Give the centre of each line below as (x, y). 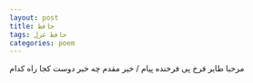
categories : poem (42, 43)
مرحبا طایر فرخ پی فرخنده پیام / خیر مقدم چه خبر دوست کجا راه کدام (127, 69)
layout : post (34, 18)
